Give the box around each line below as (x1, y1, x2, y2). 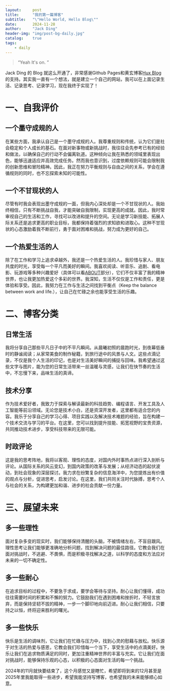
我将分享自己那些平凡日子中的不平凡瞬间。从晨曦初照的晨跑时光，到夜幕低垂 (5, 344, 165, 351)
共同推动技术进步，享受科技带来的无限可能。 (5, 426, 99, 432)
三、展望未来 (5, 502, 59, 514)
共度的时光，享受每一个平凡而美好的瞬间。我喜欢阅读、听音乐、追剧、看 (5, 263, 156, 269)
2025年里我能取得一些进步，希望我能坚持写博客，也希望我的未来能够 (5, 674, 149, 680)
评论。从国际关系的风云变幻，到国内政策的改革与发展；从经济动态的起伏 (5, 463, 156, 469)
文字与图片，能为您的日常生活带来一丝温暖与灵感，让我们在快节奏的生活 (9, 364, 160, 370)
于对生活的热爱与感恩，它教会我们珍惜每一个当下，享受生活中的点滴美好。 (5, 644, 160, 650)
